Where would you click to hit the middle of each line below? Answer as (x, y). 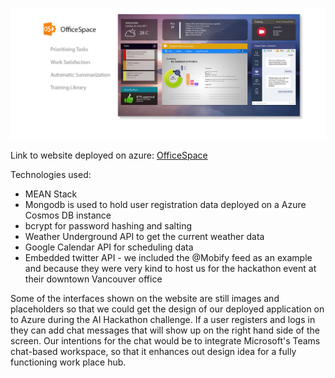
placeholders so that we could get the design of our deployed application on (167, 309)
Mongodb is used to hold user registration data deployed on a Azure (165, 205)
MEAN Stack (51, 194)
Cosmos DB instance (68, 215)
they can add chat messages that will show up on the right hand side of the (165, 330)
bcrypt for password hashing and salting (108, 226)
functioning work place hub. (68, 362)
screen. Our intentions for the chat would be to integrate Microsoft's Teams (165, 341)
